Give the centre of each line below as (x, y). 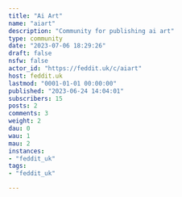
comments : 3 (28, 114)
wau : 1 (19, 136)
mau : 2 (19, 143)
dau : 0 (19, 128)
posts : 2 (23, 106)
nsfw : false (28, 61)
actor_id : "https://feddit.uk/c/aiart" (75, 69)
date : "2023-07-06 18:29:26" (57, 46)
